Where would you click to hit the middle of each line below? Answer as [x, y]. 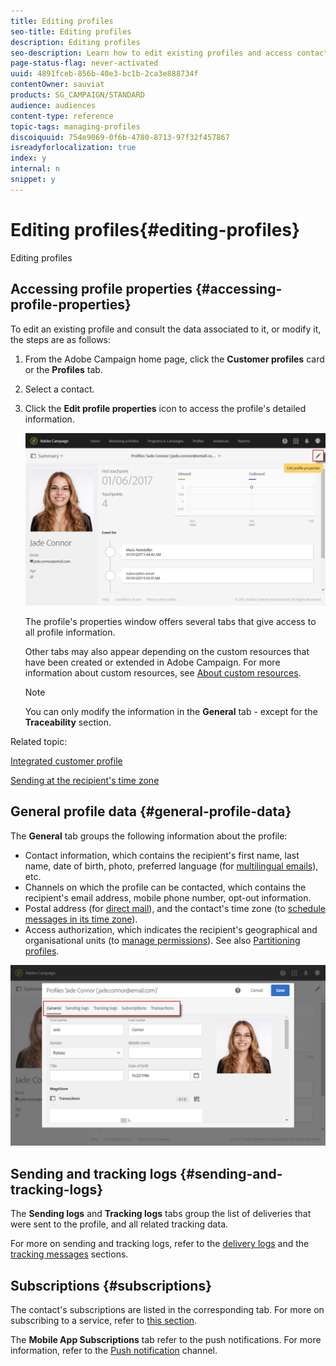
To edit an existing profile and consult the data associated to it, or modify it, [166, 329]
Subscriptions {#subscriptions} [111, 1285]
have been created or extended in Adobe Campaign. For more [152, 662]
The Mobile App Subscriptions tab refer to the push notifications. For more [166, 1340]
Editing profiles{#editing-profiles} [155, 229]
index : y [28, 158]
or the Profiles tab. [63, 369]
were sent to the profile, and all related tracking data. [119, 1224]
